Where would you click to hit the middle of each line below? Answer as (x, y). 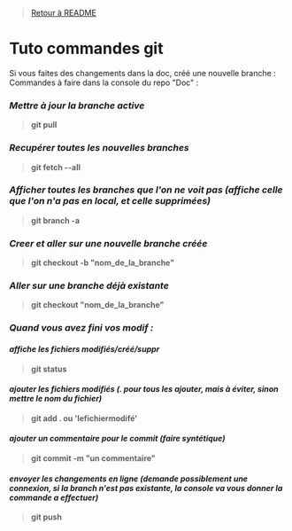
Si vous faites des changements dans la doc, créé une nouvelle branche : (142, 73)
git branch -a (55, 220)
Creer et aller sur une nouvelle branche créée (108, 243)
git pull (44, 125)
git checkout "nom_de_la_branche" (97, 305)
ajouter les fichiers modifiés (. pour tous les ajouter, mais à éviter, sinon (144, 389)
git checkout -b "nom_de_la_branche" (103, 263)
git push (46, 517)
